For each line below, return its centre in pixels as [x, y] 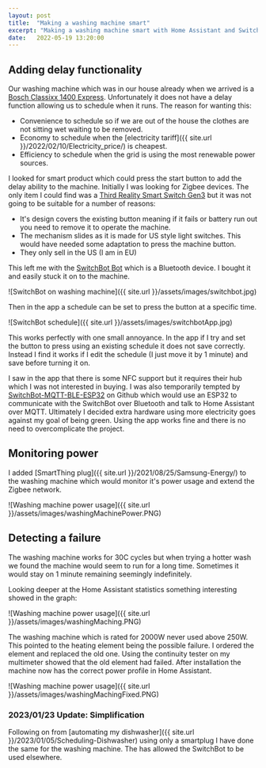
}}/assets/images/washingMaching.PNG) [75, 622]
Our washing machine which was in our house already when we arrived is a [131, 89]
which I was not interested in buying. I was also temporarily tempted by [124, 387]
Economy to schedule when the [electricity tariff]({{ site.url [116, 138]
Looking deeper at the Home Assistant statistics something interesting [123, 589]
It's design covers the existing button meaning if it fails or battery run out [139, 219]
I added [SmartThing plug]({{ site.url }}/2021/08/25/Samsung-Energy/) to [127, 473]
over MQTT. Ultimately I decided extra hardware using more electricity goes [132, 412]
